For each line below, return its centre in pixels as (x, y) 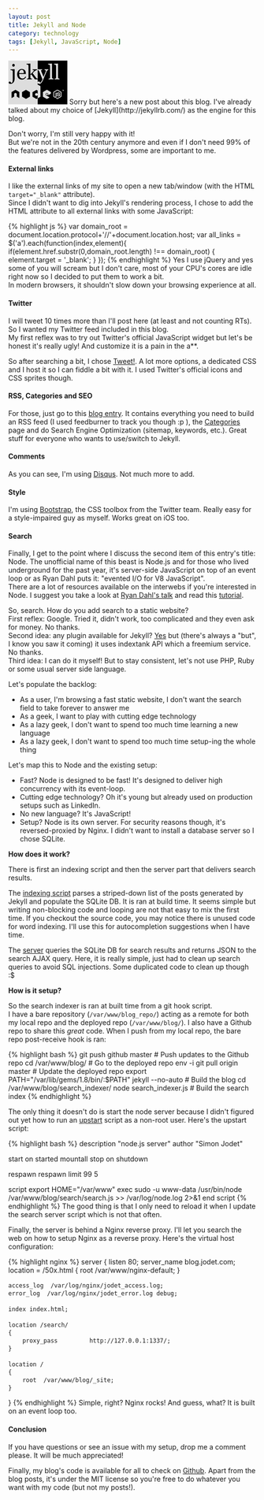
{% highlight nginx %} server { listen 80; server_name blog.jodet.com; (122, 1262)
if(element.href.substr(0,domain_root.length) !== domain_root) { (112, 251)
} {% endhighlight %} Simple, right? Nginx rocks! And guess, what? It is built (132, 1403)
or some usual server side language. (67, 669)
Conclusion (28, 1429)
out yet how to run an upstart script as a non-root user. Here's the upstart (127, 1120)
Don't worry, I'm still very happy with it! (72, 134)
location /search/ (38, 1325)
